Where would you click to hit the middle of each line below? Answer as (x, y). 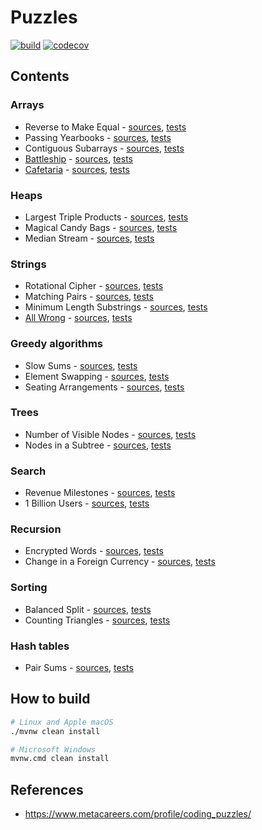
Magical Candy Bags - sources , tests (101, 227)
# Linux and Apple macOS (62, 722)
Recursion (36, 529)
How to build (50, 699)
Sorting (29, 588)
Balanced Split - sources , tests (88, 609)
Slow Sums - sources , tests (81, 365)
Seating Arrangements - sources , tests (104, 387)
